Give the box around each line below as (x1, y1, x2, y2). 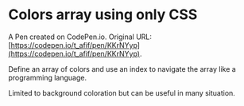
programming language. (8, 73, 87, 82)
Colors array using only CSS (8, 6, 198, 24)
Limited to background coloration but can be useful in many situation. (8, 88, 236, 97)
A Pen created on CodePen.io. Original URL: (8, 32, 153, 41)
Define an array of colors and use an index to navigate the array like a (8, 64, 236, 73)
